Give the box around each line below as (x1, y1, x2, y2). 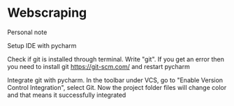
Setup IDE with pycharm (7, 41, 77, 50)
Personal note (7, 28, 47, 36)
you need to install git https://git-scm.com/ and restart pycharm (7, 62, 190, 70)
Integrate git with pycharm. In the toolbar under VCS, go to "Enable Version (7, 75, 224, 84)
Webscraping (7, 5, 87, 21)
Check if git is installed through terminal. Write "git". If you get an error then (7, 54, 225, 63)
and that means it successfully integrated (7, 91, 126, 99)
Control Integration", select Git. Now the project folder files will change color (7, 83, 227, 91)
